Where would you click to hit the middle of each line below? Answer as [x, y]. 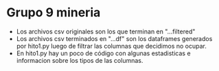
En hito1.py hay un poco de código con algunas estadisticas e [103, 53]
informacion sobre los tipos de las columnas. [80, 60]
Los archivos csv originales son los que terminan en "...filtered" [106, 31]
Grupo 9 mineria [54, 13]
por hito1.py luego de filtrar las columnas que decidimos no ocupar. [112, 46]
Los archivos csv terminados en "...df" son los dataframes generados [114, 38]
